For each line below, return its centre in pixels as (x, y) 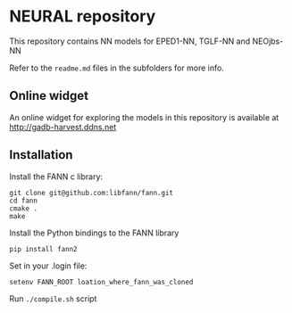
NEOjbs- (268, 41)
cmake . (24, 208)
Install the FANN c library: (56, 177)
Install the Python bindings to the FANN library (94, 233)
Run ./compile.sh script (53, 298)
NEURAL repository (83, 16)
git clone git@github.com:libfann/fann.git (92, 193)
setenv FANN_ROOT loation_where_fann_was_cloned (101, 282)
